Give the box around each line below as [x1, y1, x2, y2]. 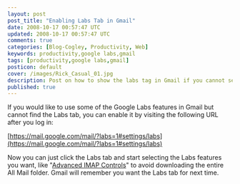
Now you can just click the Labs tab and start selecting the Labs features [7, 153, 222, 162]
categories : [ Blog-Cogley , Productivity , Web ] [7, 44, 149, 51]
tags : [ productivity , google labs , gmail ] [7, 57, 130, 64]
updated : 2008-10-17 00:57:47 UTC [7, 30, 111, 38]
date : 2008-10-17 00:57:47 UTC [7, 24, 101, 31]
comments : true [7, 37, 53, 44]
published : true [7, 83, 56, 91]
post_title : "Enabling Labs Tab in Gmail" [7, 17, 136, 24]
